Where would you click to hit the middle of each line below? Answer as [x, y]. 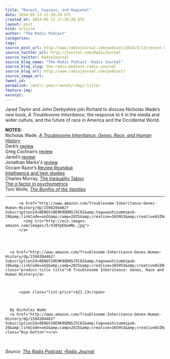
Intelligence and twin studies [35, 173]
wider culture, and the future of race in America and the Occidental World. [83, 120]
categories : [18, 39]
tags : [11, 43]
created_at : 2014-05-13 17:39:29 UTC [45, 19]
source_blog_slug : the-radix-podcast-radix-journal [61, 67]
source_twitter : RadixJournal [37, 57]
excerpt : [14, 95]
